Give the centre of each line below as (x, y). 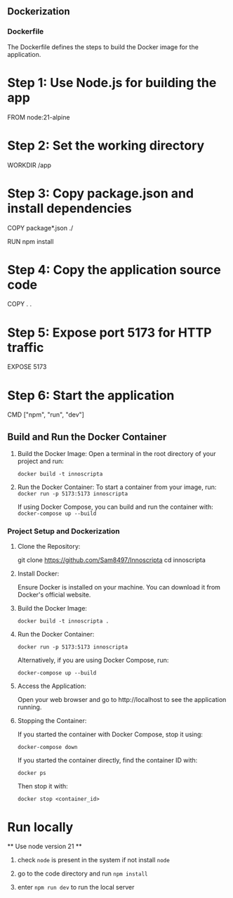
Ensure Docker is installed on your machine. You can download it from (119, 587)
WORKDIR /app (29, 165)
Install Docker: (38, 574)
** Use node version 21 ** (45, 847)
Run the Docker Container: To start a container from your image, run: (117, 487)
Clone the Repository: (49, 547)
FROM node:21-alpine (39, 117)
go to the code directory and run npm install (82, 873)
